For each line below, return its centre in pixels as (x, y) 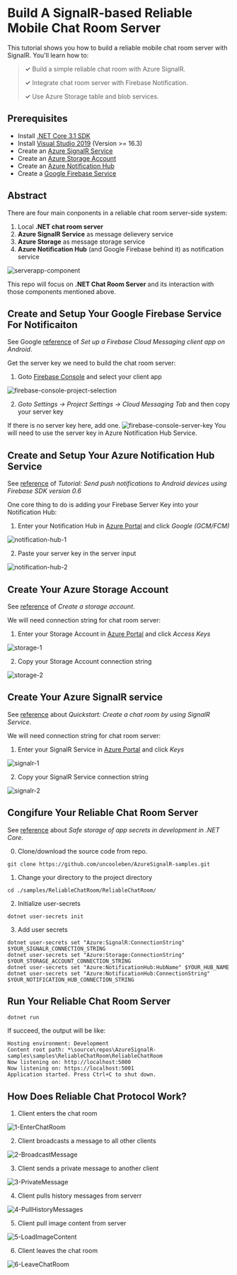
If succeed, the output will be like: (57, 1031)
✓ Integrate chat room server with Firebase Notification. (106, 82)
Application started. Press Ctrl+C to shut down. (82, 1075)
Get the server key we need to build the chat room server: (92, 363)
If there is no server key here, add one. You (117, 426)
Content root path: (36, 1050)
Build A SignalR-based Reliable (100, 13)
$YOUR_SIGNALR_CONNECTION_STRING (57, 948)
